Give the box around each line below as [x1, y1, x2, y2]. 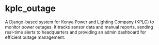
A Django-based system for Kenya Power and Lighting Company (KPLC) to [5, 19, 154, 25]
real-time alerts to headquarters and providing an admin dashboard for [5, 29, 146, 35]
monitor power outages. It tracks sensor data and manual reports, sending [5, 24, 154, 30]
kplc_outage [5, 3, 56, 14]
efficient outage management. [5, 34, 65, 40]
